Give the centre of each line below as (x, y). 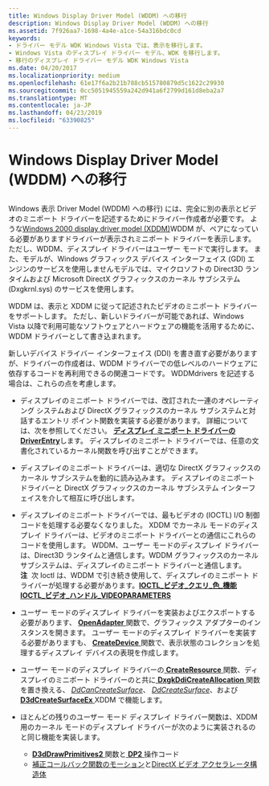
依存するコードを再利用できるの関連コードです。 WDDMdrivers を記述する (132, 374)
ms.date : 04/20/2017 (43, 68)
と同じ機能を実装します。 (62, 737)
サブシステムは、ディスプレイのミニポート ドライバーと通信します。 (133, 565)
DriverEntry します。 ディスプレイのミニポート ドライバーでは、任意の (136, 441)
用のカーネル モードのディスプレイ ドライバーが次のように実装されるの (138, 727)
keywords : (25, 38)
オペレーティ (239, 401)
